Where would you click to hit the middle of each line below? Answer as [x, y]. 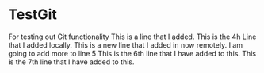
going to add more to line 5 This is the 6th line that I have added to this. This [132, 53]
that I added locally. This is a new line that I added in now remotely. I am [126, 44]
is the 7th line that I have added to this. [71, 62]
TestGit [33, 15]
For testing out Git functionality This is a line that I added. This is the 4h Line [132, 36]
